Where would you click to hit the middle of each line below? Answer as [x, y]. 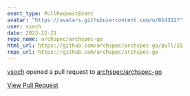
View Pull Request [33, 85]
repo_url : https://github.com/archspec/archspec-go [83, 52]
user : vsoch [24, 26]
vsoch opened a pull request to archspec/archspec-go [85, 71]
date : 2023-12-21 [32, 33]
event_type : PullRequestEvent [51, 13]
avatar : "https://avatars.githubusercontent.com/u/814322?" [95, 20]
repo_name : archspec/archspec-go [55, 39]
